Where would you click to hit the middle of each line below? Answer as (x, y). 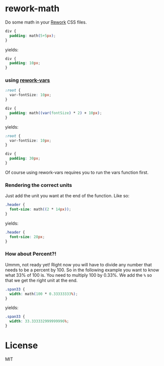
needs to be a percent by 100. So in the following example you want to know (82, 270)
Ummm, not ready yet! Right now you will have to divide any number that (79, 264)
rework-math (32, 9)
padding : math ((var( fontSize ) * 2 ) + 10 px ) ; (56, 113)
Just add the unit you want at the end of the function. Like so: (67, 196)
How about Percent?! (31, 254)
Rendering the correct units (39, 185)
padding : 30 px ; (25, 158)
